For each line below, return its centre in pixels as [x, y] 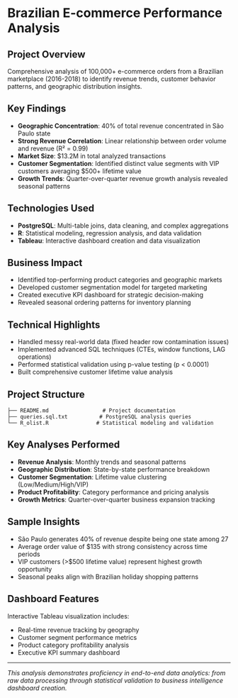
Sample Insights [44, 522]
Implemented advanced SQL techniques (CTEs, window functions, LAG [121, 350]
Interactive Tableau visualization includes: [68, 616]
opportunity [35, 569]
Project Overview [46, 54]
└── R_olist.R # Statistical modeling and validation [110, 423]
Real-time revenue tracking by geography [78, 630]
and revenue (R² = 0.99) [53, 148]
